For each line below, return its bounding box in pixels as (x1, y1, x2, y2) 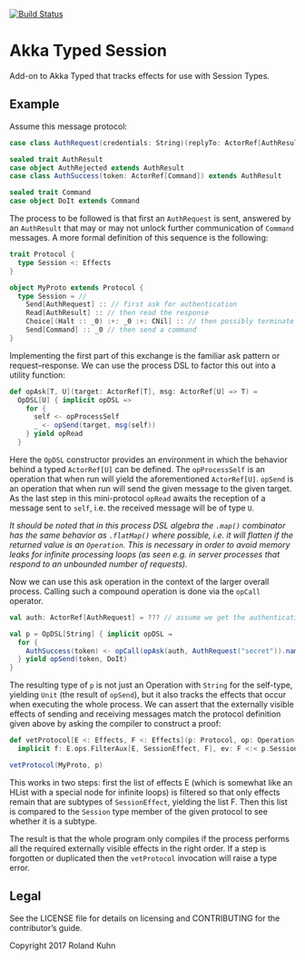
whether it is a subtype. (9, 816, 98, 826)
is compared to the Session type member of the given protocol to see (9, 806, 268, 816)
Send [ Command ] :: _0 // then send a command (25, 325, 197, 334)
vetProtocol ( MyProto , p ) (9, 760, 103, 769)
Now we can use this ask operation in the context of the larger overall (9, 576, 270, 587)
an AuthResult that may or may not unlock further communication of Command (9, 223, 295, 233)
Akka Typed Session (9, 41, 168, 61)
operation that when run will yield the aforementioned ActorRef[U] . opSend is (9, 473, 294, 484)
